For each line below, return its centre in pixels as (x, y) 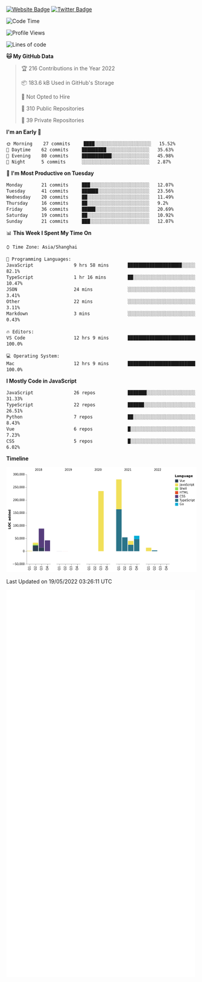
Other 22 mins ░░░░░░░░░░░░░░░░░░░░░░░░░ (101, 302)
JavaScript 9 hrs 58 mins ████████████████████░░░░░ (101, 265)
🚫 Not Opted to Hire (46, 97)
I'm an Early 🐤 (24, 132)
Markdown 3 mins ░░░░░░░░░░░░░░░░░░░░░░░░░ (101, 314)
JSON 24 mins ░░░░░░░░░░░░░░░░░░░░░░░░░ (101, 289)
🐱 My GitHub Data (30, 56)
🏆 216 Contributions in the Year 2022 (68, 68)
